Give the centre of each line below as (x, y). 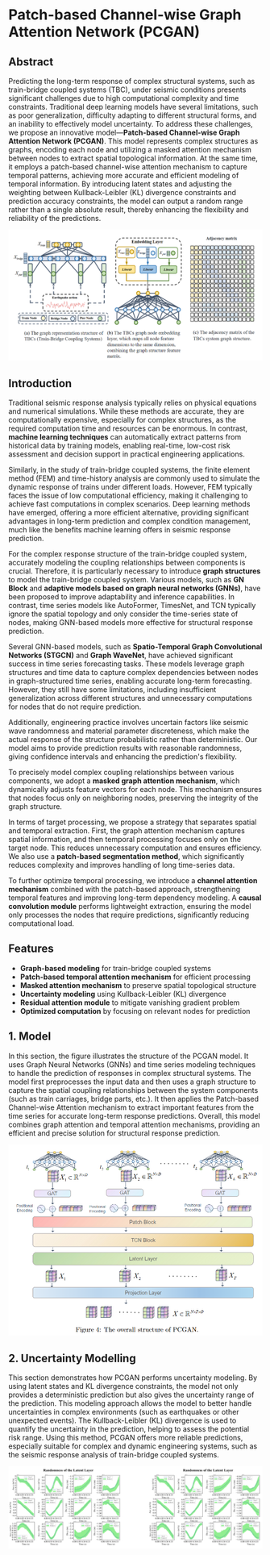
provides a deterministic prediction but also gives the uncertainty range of (131, 1395)
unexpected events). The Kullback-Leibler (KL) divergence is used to (123, 1420)
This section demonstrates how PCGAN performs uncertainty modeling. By (133, 1378)
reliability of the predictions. (55, 218)
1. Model (30, 1037)
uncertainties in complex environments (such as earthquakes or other (124, 1412)
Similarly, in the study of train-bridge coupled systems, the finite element (129, 469)
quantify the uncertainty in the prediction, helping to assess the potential (129, 1429)
